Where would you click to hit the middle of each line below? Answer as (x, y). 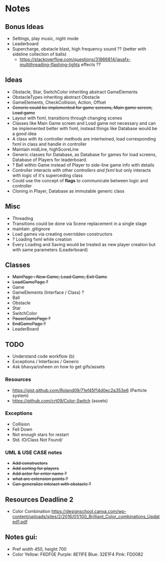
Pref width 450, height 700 (39, 549)
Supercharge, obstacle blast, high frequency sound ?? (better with (79, 49)
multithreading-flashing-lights (50, 65)
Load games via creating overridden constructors (62, 234)
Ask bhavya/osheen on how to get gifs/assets (58, 367)
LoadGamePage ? (30, 282)
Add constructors (30, 463)
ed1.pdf (20, 522)
